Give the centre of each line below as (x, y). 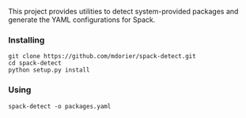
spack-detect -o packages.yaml (60, 106)
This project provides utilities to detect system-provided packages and (123, 11)
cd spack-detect (35, 63)
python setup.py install (49, 70)
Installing (26, 40)
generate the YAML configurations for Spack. (82, 20)
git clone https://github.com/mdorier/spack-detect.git (102, 57)
